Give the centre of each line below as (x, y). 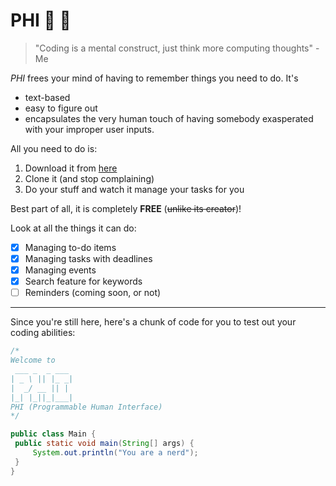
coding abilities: (43, 333)
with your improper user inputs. (89, 129)
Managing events (60, 270)
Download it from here (71, 168)
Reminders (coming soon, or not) (93, 293)
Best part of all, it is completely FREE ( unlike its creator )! (126, 208)
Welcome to (33, 360)
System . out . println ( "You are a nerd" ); (115, 453)
